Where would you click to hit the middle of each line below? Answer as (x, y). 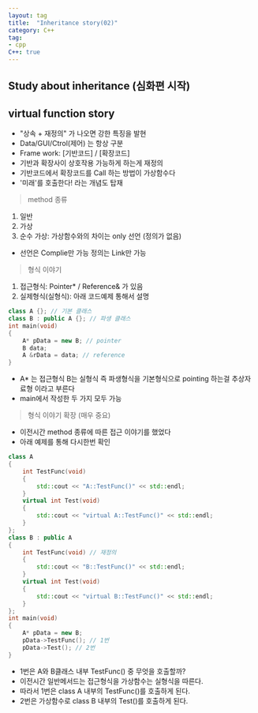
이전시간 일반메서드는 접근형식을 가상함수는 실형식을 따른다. (111, 681)
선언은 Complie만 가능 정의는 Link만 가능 (83, 253)
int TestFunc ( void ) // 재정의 (69, 552)
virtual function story (62, 113)
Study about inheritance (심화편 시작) (99, 86)
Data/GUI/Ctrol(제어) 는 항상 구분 (71, 144)
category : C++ (32, 30)
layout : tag (28, 15)
